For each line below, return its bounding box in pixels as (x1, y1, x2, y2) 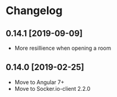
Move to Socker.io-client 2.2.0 (14, 85, 91, 92)
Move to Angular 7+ (14, 78, 65, 86)
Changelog (5, 4, 63, 18)
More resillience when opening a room (14, 44, 112, 52)
